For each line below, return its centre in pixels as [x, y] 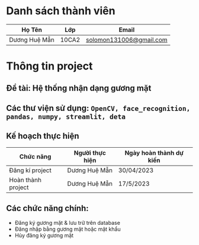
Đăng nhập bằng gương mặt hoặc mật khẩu [68, 229]
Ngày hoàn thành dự [154, 152]
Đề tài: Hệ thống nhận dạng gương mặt [79, 88]
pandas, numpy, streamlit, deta [66, 117]
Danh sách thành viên [61, 11]
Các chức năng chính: [47, 209]
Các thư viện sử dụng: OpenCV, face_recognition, [98, 108]
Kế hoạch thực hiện [43, 136]
